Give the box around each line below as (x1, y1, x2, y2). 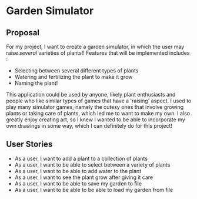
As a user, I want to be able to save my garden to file (14, 180, 142, 187)
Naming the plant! (14, 79, 58, 87)
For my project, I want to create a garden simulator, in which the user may (6, 43, 185, 50)
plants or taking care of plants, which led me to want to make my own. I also (6, 110, 190, 117)
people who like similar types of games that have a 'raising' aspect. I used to (6, 97, 192, 104)
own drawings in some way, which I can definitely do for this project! (6, 122, 172, 129)
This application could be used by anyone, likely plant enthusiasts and (6, 91, 176, 98)
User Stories (6, 140, 53, 150)
